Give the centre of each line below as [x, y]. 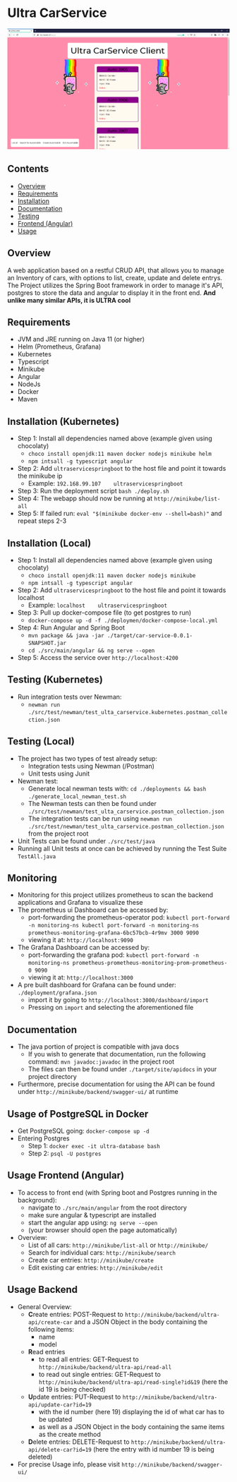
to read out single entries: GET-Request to [99, 1374]
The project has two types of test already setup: [87, 758]
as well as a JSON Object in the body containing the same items [132, 1426]
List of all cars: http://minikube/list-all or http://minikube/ [118, 1245]
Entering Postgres [43, 1138]
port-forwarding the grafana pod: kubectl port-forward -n [114, 955]
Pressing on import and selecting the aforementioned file [111, 1008]
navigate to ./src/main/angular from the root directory [107, 1207]
